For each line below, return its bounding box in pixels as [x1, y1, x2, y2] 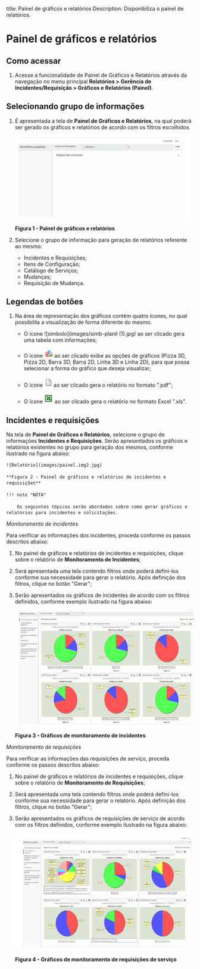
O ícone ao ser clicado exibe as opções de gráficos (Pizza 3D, [23, 352, 186, 360]
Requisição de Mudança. [23, 279, 85, 286]
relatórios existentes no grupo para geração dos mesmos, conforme [6, 443, 174, 451]
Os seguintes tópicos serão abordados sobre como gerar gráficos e [17, 504, 187, 510]
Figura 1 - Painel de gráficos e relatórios [14, 224, 115, 232]
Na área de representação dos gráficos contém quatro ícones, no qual [14, 312, 187, 320]
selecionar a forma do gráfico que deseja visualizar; [23, 365, 151, 372]
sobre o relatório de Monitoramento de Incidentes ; [14, 556, 141, 563]
